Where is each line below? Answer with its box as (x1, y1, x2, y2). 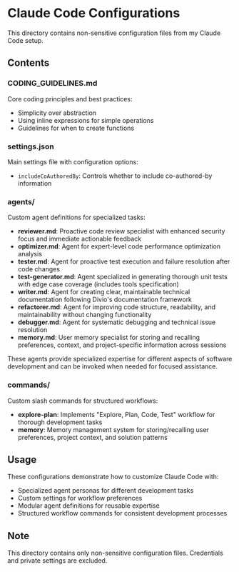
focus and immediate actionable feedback (17, 234, 141, 244)
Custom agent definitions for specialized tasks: (7, 213, 146, 222)
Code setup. (7, 36, 44, 44)
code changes (17, 265, 61, 274)
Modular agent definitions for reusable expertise (17, 501, 160, 510)
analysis (17, 250, 43, 259)
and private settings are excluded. (7, 556, 108, 565)
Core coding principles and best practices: (7, 94, 133, 103)
